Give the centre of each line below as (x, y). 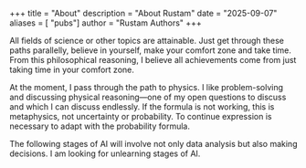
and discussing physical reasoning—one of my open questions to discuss (148, 97)
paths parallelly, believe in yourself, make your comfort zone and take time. (151, 50)
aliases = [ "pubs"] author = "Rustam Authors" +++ (106, 23)
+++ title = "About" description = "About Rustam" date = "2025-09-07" (143, 13)
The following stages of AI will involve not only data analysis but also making (153, 144)
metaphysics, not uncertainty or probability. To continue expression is (141, 116)
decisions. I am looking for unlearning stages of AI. (105, 153)
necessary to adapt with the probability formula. (100, 126)
